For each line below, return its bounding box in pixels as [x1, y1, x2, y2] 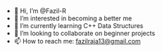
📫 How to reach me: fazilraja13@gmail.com [13, 37, 141, 45]
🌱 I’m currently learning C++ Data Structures [13, 22, 144, 30]
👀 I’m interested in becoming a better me [13, 14, 132, 22]
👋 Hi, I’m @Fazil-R [13, 7, 67, 15]
